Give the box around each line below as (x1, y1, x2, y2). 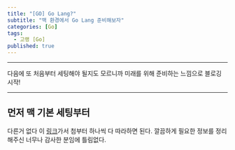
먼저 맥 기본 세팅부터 (7, 107, 90, 119)
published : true (7, 43, 55, 50)
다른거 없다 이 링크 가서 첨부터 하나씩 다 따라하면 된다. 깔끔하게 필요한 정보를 (7, 126, 215, 135)
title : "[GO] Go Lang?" (7, 10, 77, 17)
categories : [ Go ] (7, 23, 58, 30)
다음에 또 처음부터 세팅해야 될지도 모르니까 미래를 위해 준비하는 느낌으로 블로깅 (7, 69, 222, 77)
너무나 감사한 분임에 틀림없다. (25, 135, 106, 144)
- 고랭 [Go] (13, 36, 45, 43)
